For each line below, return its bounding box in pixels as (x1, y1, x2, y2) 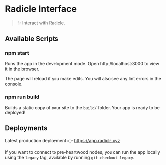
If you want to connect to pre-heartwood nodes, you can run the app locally (5, 149, 160, 155)
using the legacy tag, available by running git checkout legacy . (5, 154, 135, 160)
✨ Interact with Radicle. (17, 20, 65, 26)
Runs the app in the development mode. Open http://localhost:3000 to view (5, 60, 160, 66)
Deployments (5, 124, 48, 132)
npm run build (5, 93, 40, 100)
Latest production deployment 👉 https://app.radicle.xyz (5, 137, 120, 143)
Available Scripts (5, 35, 58, 43)
